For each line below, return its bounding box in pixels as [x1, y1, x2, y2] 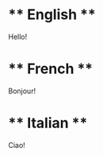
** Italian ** [8, 114, 88, 132]
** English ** [8, 6, 97, 24]
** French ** [8, 60, 93, 78]
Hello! [8, 32, 28, 41]
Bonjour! [8, 86, 36, 96]
